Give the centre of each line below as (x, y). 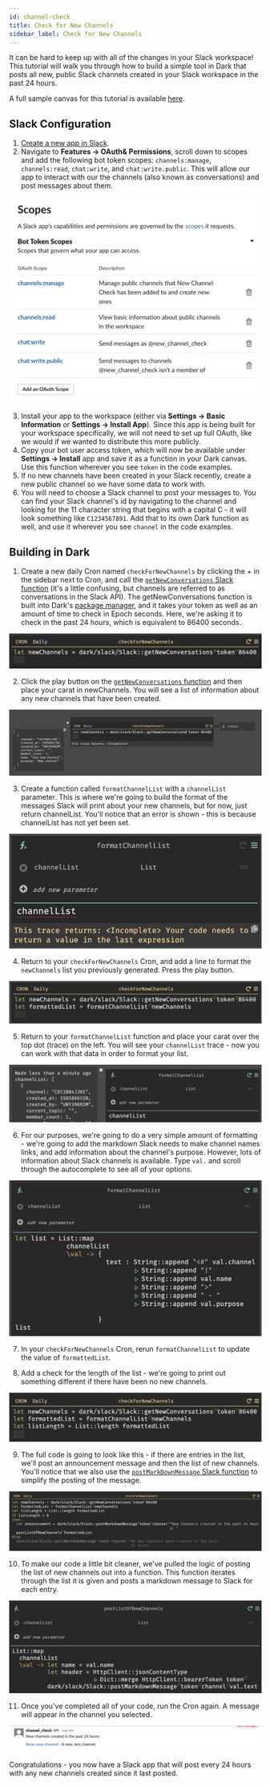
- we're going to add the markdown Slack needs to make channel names (140, 1143)
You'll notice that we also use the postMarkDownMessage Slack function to (139, 1471)
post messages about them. (66, 186)
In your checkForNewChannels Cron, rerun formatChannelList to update (135, 1349)
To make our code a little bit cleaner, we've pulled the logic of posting (135, 1564)
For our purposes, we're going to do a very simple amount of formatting (139, 1135)
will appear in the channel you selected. (86, 1715)
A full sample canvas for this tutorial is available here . (97, 99)
